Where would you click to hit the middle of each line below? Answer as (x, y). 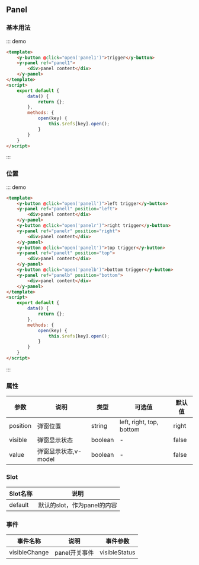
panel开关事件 (74, 553)
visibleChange (29, 552)
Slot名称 (21, 494)
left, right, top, (139, 422)
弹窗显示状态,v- (59, 452)
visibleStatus (118, 552)
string (99, 426)
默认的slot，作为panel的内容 (78, 505)
